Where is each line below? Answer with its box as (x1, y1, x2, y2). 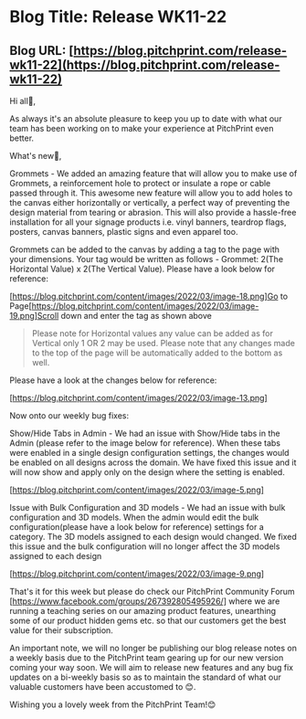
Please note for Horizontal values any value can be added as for (31, 328, 274, 339)
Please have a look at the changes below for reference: (9, 375, 217, 386)
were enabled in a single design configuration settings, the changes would (9, 448, 290, 458)
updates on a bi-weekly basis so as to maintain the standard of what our (9, 671, 281, 682)
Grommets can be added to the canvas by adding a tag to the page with (9, 244, 280, 255)
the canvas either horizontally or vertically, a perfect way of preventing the (9, 197, 290, 207)
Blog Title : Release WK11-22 (9, 6, 227, 27)
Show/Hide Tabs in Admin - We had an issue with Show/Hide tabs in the (9, 428, 280, 439)
